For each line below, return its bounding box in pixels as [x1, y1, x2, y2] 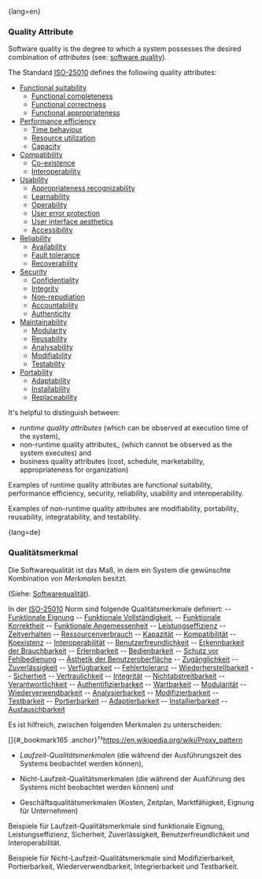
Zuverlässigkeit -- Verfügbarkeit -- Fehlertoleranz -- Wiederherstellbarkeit [8, 662, 249, 672]
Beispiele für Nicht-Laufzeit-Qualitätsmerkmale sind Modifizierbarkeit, [8, 853, 236, 862]
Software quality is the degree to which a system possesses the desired [8, 44, 242, 54]
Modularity [31, 326, 67, 336]
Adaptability [31, 376, 71, 385]
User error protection [31, 209, 101, 218]
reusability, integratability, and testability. [8, 512, 141, 522]
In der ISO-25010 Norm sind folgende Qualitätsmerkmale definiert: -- [8, 604, 232, 614]
